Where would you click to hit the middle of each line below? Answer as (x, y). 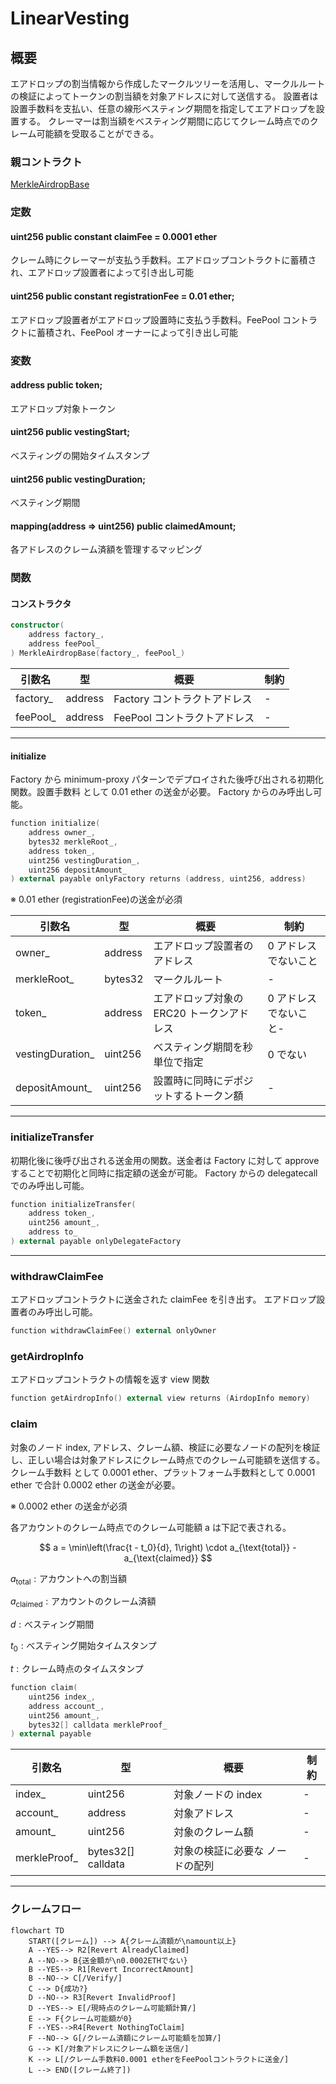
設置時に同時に (188, 1081)
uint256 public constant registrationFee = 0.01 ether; (122, 296)
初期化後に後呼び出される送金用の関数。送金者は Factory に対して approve (165, 1160)
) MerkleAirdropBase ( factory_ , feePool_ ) (98, 653)
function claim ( (44, 1688)
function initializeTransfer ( (73, 1204)
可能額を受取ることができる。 (98, 133)
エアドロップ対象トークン (63, 408)
